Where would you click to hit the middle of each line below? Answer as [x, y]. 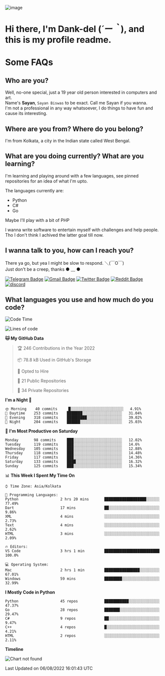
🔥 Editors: [16, 547]
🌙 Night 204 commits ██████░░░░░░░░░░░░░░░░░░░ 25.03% [73, 422]
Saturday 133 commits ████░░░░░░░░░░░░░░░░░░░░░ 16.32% [73, 462]
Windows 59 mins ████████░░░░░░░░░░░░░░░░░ [82, 579]
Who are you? [27, 81]
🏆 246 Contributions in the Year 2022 [56, 348]
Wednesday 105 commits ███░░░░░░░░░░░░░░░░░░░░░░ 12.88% [73, 449]
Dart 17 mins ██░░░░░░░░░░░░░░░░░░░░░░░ [82, 508]
